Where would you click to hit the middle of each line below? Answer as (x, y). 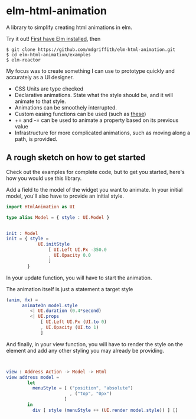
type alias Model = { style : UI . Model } (58, 217)
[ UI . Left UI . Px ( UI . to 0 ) (74, 322)
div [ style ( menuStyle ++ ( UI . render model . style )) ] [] (105, 410)
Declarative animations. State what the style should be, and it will (94, 95)
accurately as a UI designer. (40, 77)
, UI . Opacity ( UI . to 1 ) (70, 327)
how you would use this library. (44, 178)
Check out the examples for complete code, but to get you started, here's (95, 172)
